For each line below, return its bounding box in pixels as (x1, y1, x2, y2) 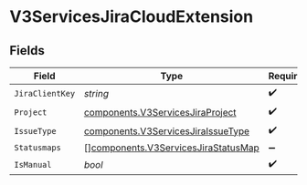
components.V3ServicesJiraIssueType (83, 125, 249, 138)
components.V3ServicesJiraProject (83, 106, 237, 118)
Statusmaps (14, 143, 61, 152)
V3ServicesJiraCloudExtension (9, 6, 254, 27)
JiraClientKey (14, 88, 76, 98)
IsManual (14, 159, 52, 170)
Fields (9, 43, 46, 58)
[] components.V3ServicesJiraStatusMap (83, 141, 260, 154)
